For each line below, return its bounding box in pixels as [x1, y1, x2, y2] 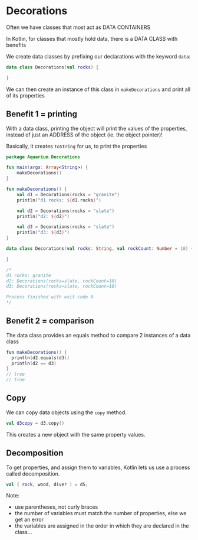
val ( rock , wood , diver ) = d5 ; [6, 482, 88, 487]
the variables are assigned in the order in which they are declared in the [14, 522, 189, 529]
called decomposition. [6, 470, 60, 477]
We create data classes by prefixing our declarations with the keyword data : [6, 53, 191, 60]
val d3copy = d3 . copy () [6, 420, 65, 426]
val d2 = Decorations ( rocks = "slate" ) [16, 208, 115, 214]
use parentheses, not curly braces [14, 503, 98, 510]
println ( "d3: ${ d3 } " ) [16, 229, 70, 236]
